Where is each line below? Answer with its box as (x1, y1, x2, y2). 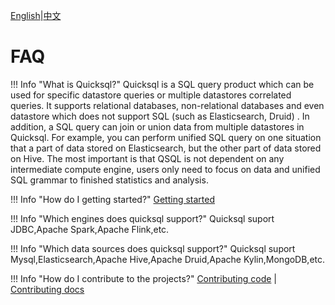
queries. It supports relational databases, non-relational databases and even (10, 99, 325, 111)
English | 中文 (10, 10, 62, 21)
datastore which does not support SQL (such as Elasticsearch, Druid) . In (10, 110, 310, 122)
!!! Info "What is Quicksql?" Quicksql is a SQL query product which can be (10, 78, 315, 90)
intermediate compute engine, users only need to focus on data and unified (10, 163, 321, 175)
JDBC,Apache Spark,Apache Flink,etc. (10, 223, 170, 235)
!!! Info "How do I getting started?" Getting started (10, 193, 216, 205)
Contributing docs (10, 283, 85, 295)
